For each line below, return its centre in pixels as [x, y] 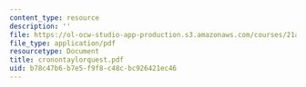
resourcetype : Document [55, 52]
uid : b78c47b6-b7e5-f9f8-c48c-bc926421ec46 [93, 69]
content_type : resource [55, 18]
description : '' [40, 26]
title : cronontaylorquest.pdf [67, 60]
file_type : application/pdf [63, 43]
